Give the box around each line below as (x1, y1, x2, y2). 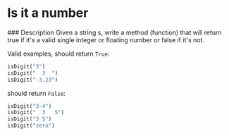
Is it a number (7, 5, 89, 21)
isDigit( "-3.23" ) (7, 76, 58, 83)
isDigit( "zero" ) (7, 122, 55, 130)
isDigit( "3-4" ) (7, 102, 52, 110)
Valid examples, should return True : (7, 49, 110, 58)
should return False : (7, 89, 66, 97)
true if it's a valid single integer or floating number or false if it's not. (7, 35, 205, 44)
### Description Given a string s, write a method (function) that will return (7, 28, 222, 37)
